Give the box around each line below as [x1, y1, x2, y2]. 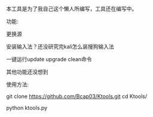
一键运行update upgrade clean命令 [6, 56, 92, 62]
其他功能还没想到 [6, 68, 48, 75]
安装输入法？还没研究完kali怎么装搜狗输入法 [6, 43, 115, 50]
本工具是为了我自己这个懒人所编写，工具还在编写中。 [6, 5, 137, 12]
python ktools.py [6, 105, 48, 111]
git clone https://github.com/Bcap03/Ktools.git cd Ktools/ [6, 93, 148, 100]
